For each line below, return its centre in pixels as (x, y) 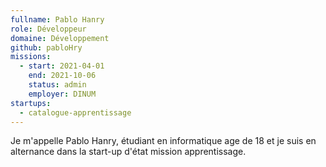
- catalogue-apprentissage (75, 112)
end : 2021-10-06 (62, 76)
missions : (31, 57)
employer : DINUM (62, 94)
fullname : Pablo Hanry (57, 19)
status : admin (57, 85)
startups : (31, 103)
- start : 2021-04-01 (62, 66)
